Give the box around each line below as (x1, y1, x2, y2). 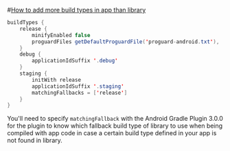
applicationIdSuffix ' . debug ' (32, 58, 118, 65)
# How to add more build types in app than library (7, 6, 146, 14)
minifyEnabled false (32, 32, 91, 38)
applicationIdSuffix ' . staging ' (32, 82, 125, 90)
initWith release (32, 76, 81, 83)
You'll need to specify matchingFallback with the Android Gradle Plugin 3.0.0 (7, 115, 223, 123)
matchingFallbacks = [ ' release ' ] (32, 89, 128, 96)
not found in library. (7, 137, 63, 145)
